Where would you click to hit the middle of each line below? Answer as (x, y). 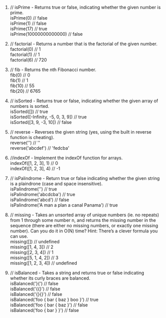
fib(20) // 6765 (25, 91)
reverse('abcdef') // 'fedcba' (40, 148)
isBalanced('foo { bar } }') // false (44, 310)
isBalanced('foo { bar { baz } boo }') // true (54, 300)
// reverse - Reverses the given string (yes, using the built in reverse (81, 132)
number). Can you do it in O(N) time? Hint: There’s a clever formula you (84, 231)
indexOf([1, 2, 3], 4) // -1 (35, 169)
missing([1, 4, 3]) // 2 (32, 247)
